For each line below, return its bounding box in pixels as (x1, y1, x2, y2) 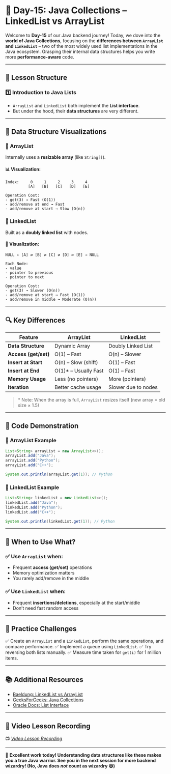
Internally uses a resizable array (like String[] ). (5, 154, 106, 160)
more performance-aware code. (5, 53, 75, 60)
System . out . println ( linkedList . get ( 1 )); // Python (5, 519, 115, 524)
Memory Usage (8, 375, 46, 382)
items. (5, 655, 18, 661)
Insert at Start (8, 359, 42, 366)
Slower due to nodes (108, 384, 158, 391)
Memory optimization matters (12, 570, 75, 576)
